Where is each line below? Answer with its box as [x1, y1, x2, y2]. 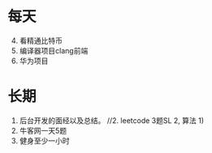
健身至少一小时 [19, 135, 70, 146]
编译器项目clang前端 [19, 45, 89, 55]
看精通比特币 [19, 36, 63, 45]
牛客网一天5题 [19, 125, 67, 135]
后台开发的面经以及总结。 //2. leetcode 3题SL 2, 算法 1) [19, 115, 205, 125]
